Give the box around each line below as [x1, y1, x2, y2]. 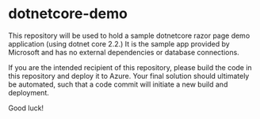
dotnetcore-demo [8, 5, 128, 23]
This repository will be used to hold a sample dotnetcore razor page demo [8, 31, 250, 40]
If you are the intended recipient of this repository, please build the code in [8, 62, 252, 72]
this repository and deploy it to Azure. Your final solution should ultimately [8, 71, 250, 80]
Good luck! [8, 103, 44, 113]
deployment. [8, 87, 49, 97]
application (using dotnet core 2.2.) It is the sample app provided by [8, 39, 230, 48]
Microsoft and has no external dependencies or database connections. [8, 47, 239, 57]
